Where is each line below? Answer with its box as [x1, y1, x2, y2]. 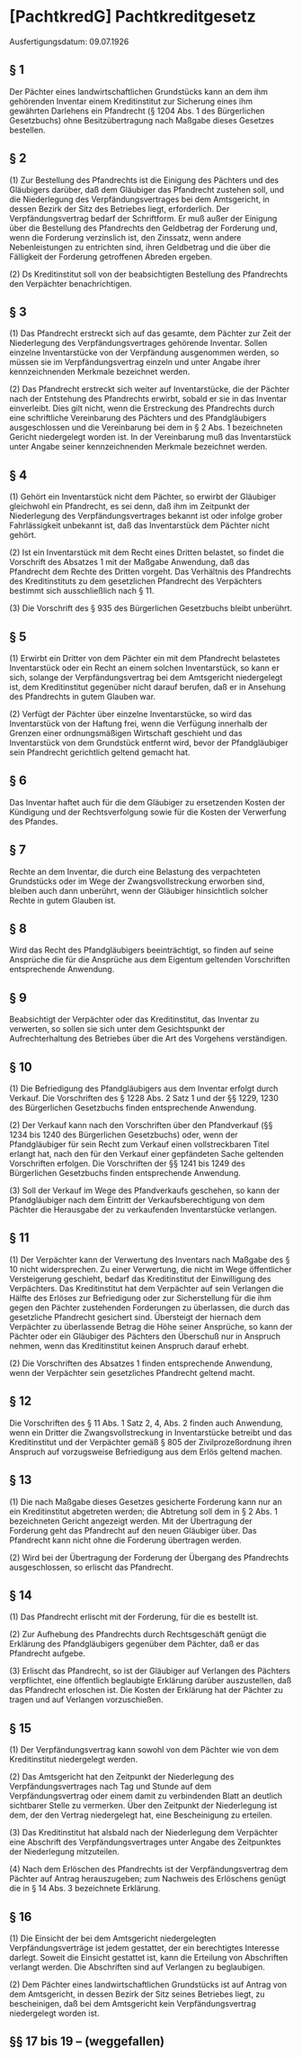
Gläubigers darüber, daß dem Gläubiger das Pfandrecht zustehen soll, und [9, 184, 285, 195]
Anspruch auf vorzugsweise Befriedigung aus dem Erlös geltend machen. [9, 1446, 283, 1457]
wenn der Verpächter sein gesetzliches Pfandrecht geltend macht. [9, 1367, 255, 1378]
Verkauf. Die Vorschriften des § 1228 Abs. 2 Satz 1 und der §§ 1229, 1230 [9, 1093, 279, 1104]
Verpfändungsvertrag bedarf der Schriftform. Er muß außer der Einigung [9, 213, 278, 223]
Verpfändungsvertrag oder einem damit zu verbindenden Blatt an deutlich [9, 1790, 283, 1801]
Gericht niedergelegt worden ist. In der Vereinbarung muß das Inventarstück [9, 432, 292, 442]
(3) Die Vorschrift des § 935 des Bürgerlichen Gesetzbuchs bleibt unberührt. [9, 603, 293, 614]
